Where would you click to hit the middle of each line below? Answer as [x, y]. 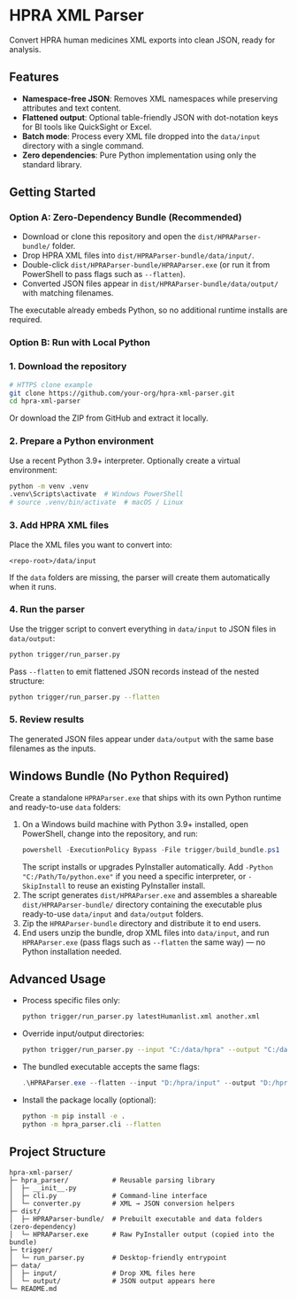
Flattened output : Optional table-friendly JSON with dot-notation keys [150, 117]
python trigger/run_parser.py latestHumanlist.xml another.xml [141, 1017]
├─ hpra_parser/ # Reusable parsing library [112, 1180]
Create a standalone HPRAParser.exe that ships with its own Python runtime [145, 797]
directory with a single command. [83, 145]
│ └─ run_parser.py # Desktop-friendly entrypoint [118, 1257]
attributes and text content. [71, 108]
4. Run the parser [47, 609]
